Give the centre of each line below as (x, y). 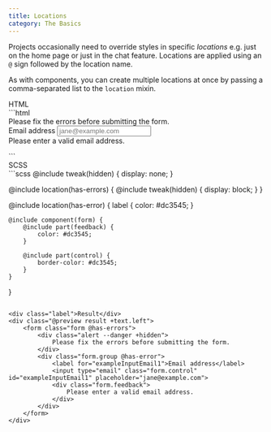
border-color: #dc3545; (77, 262)
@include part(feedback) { (69, 227)
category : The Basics (45, 24)
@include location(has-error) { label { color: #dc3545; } (101, 205)
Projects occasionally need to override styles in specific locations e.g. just (133, 46)
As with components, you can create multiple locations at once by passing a (136, 80)
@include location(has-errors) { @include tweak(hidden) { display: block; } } (136, 189)
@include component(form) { (56, 220)
